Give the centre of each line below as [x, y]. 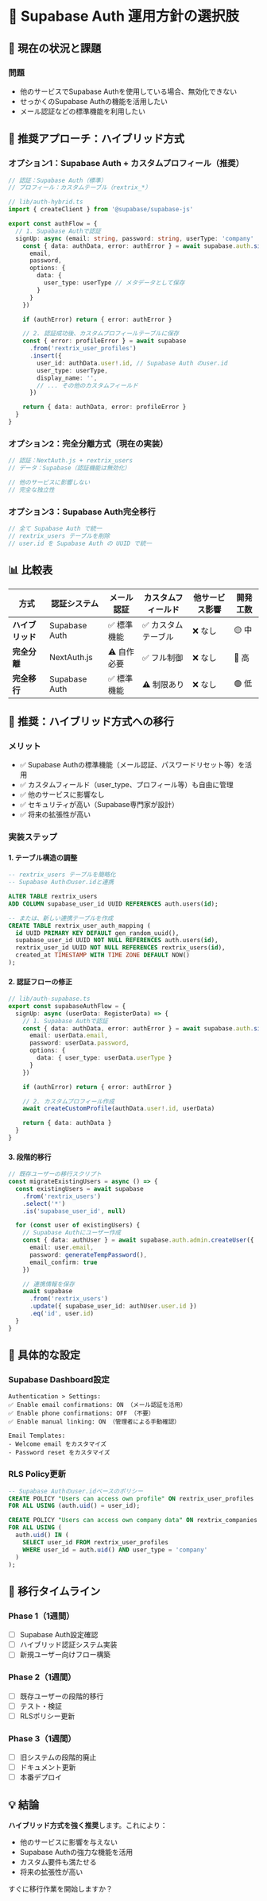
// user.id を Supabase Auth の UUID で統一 [80, 543]
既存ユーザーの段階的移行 [62, 1696]
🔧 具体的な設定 [44, 1355]
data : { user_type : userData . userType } [104, 1058]
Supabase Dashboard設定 [59, 1379]
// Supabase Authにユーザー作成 [72, 1233]
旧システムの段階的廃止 [58, 1757]
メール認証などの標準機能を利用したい [82, 111]
